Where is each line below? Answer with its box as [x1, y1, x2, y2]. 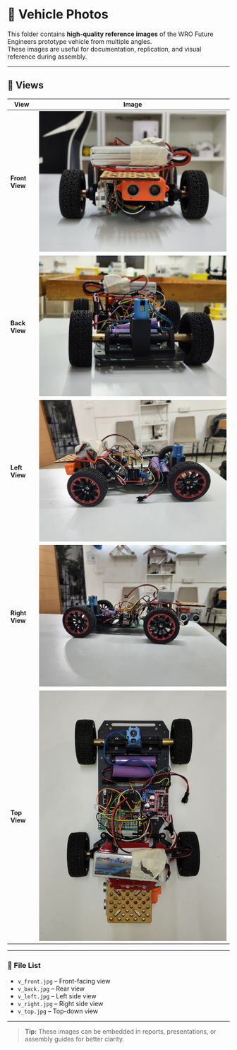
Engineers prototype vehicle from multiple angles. [7, 37, 152, 45]
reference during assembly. [7, 52, 87, 61]
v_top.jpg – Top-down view [17, 1007, 99, 1015]
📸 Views [7, 79, 44, 91]
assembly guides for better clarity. [24, 1034, 125, 1043]
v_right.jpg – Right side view [17, 999, 104, 1008]
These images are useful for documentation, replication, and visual [7, 45, 202, 53]
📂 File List [7, 961, 41, 971]
